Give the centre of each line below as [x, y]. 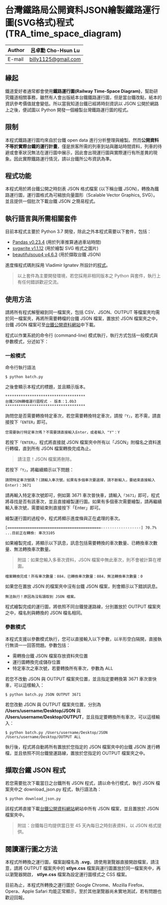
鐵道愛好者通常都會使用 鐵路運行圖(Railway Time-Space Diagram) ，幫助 [80, 91]
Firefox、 [138, 885]
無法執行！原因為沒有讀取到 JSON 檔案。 [42, 597]
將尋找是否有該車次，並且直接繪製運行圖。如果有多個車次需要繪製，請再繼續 [83, 501]
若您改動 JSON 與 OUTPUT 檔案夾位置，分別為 [53, 704]
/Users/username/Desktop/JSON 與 [43, 710]
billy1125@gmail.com [55, 59]
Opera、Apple [20, 892]
